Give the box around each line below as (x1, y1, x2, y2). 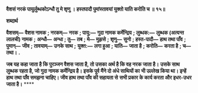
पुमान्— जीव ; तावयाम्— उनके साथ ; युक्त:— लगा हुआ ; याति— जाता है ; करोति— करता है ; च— (6, 42, 191, 49)
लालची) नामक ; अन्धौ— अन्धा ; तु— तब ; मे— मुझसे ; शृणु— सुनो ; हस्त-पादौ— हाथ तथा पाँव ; (6, 36, 186, 42)
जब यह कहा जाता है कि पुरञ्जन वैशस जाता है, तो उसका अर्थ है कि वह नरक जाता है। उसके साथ (6, 61, 180, 68)
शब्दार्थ (6, 18, 18, 24)
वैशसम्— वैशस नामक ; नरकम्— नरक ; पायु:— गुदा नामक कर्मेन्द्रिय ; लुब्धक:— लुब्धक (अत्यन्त (6, 29, 184, 36)
